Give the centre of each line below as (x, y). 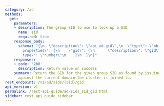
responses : (25, 60)
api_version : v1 (21, 87)
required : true (33, 37)
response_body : (29, 42)
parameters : (26, 23)
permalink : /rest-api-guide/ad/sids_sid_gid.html (57, 91)
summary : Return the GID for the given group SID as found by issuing (87, 73)
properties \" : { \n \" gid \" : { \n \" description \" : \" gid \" (92, 50)
